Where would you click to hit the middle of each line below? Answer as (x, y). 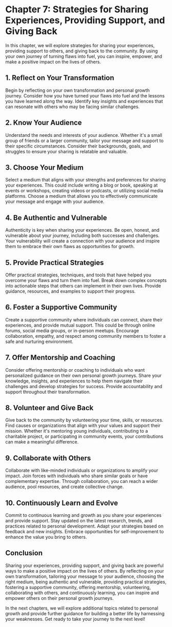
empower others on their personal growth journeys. (60, 598)
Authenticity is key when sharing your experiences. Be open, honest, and (82, 230)
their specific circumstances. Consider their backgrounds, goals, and (78, 146)
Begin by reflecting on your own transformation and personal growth (78, 90)
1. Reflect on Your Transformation (60, 78)
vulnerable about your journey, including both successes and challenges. (82, 236)
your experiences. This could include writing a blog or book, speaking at (81, 185)
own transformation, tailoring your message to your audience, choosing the (85, 576)
